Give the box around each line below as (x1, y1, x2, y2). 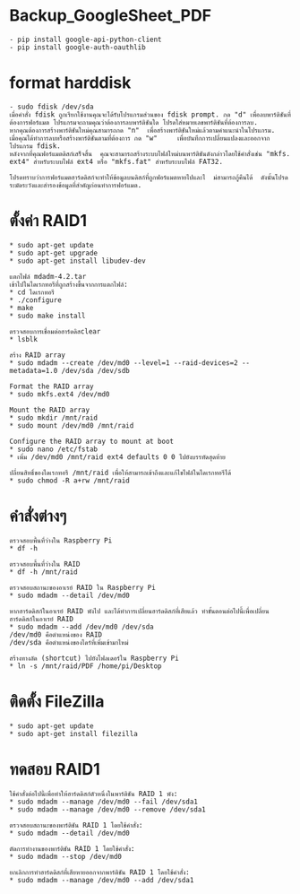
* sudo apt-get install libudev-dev (9, 256, 146, 265)
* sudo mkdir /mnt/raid (9, 413, 99, 422)
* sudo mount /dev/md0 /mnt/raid (9, 421, 134, 430)
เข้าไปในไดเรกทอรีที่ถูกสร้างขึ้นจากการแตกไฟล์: (9, 280, 128, 289)
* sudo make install (9, 311, 87, 320)
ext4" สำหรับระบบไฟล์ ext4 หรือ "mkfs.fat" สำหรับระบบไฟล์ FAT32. (9, 157, 224, 166)
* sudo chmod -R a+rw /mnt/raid (9, 476, 130, 485)
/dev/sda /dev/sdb (61, 366, 130, 375)
